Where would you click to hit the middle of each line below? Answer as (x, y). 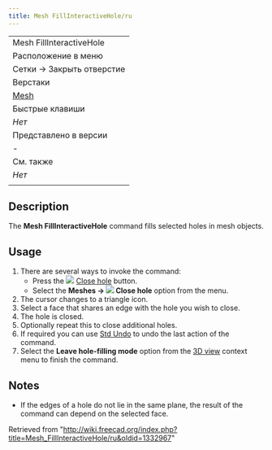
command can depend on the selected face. (94, 414)
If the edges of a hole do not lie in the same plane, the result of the (132, 405)
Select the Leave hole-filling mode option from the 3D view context (134, 352)
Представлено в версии (60, 135)
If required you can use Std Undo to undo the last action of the (125, 334)
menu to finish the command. (69, 360)
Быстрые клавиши (49, 108)
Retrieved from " (36, 430)
